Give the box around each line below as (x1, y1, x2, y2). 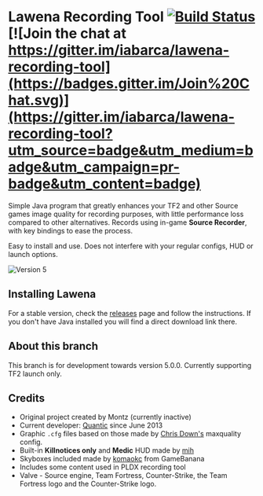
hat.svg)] (8, 91, 70, 109)
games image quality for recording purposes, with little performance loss (8, 209, 244, 219)
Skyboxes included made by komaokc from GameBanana (19, 454, 205, 464)
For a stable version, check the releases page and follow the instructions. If (8, 308, 251, 318)
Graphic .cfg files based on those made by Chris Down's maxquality (19, 429, 242, 439)
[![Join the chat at (8, 24, 127, 42)
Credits (8, 391, 46, 405)
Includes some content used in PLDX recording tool (19, 462, 186, 472)
